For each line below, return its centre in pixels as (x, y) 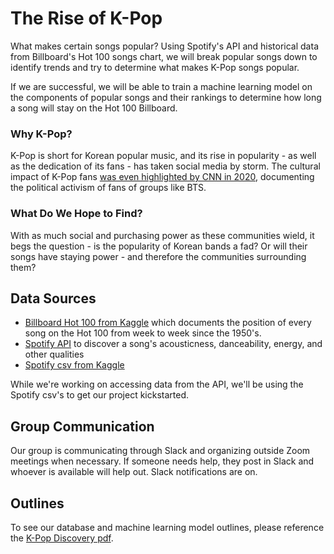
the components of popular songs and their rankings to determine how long (166, 97)
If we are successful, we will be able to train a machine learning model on (161, 86)
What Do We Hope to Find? (76, 214)
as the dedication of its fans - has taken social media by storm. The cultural (165, 166)
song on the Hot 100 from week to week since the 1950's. (143, 333)
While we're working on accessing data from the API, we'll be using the (157, 384)
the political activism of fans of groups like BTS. (108, 188)
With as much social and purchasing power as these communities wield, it (162, 235)
